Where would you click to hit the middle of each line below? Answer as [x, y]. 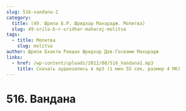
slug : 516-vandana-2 [33, 12]
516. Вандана [41, 99]
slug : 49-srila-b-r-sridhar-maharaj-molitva [69, 29]
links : [15, 57]
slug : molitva [35, 46]
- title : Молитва [34, 40]
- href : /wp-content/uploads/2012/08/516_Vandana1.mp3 [83, 63]
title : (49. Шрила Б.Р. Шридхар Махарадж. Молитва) [79, 23]
